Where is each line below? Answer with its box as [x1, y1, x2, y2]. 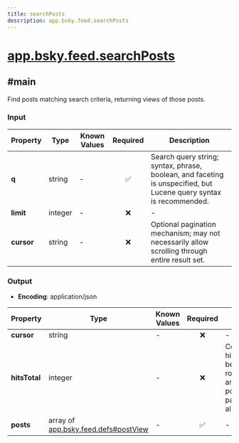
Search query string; [150, 151, 219, 161]
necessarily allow [150, 237, 209, 247]
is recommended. [150, 196, 210, 206]
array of [48, 415, 75, 425]
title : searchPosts [7, 10, 65, 18]
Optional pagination [150, 219, 217, 229]
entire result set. [150, 255, 205, 265]
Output [7, 276, 33, 286]
